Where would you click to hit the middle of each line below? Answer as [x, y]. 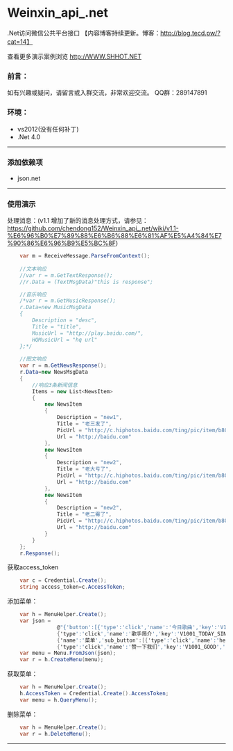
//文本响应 [33, 269]
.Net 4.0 [29, 136]
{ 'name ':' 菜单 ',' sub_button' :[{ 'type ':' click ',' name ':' [138, 640]
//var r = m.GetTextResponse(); [66, 275]
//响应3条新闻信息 [55, 385]
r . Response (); [40, 553]
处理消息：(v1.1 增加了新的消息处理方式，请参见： [78, 221]
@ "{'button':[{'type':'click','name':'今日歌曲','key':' [138, 627]
